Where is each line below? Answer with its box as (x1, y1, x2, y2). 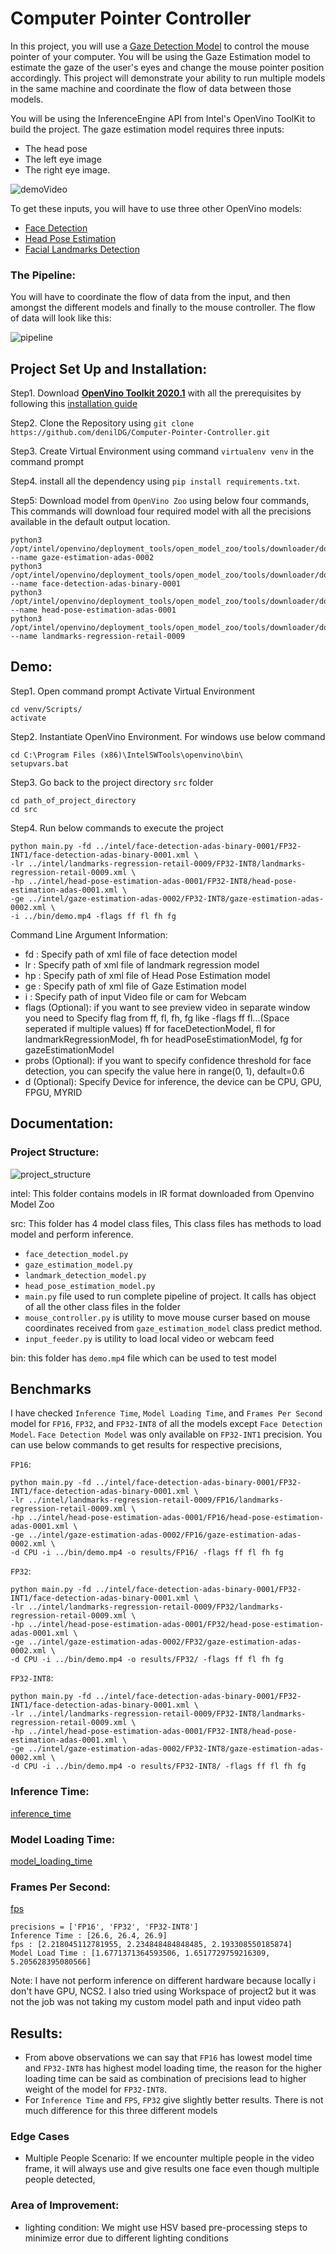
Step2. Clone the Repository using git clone (10, 417, 195, 429)
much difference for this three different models (24, 2105, 218, 2117)
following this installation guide (10, 398, 138, 410)
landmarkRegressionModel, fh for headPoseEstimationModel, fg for (24, 1033, 303, 1045)
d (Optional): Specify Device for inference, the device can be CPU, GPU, (24, 1075, 322, 1087)
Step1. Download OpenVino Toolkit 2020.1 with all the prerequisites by (10, 387, 302, 399)
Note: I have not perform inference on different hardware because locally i (10, 1975, 316, 1987)
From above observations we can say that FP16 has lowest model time (24, 2052, 313, 2064)
